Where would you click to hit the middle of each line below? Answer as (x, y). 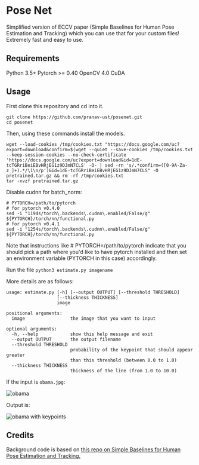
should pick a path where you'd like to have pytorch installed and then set (97, 252)
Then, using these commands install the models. (66, 133)
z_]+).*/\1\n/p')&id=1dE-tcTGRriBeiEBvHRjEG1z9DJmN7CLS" (78, 170)
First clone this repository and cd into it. (55, 106)
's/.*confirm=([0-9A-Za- (157, 165)
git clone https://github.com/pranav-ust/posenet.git (74, 117)
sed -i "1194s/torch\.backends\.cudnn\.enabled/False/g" (78, 213)
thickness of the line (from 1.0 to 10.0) (124, 371)
